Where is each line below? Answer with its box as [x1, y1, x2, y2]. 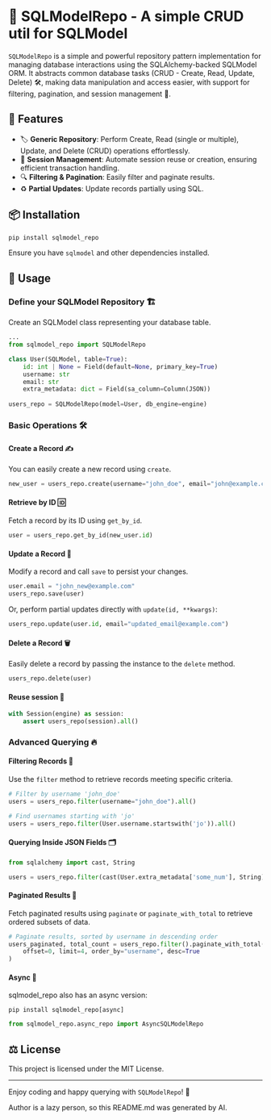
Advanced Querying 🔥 [8, 736, 98, 747]
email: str [23, 378, 60, 386]
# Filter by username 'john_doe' [8, 790, 121, 798]
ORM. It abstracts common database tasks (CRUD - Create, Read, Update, [8, 68, 256, 77]
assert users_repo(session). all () [23, 717, 139, 725]
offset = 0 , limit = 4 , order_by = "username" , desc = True [23, 947, 200, 955]
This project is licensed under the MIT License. [8, 1064, 165, 1074]
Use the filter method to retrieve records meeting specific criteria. [8, 775, 233, 784]
